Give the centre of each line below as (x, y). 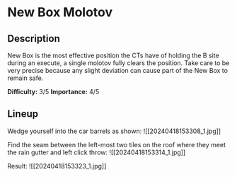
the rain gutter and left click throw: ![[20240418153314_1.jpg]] (97, 152)
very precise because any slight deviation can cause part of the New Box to (118, 70)
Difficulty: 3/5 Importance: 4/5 (53, 92)
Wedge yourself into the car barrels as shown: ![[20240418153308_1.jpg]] (114, 131)
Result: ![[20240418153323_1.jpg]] (57, 166)
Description (34, 39)
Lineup (23, 114)
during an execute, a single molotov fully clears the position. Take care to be (118, 63)
